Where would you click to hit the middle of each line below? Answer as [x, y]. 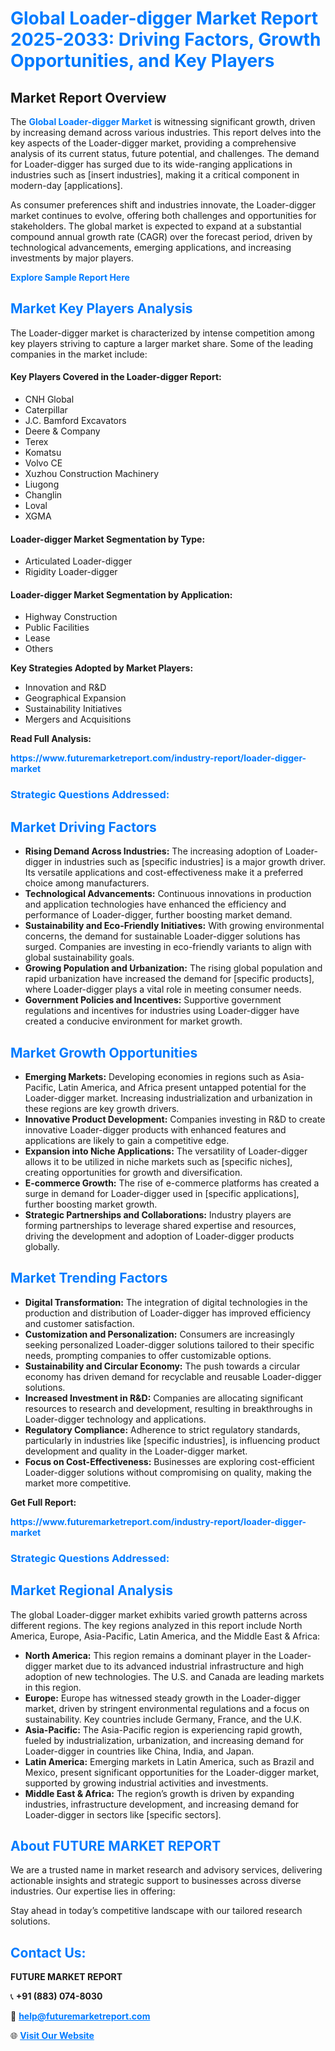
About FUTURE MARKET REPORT [116, 1845]
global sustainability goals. [79, 958]
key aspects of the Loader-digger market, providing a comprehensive [153, 143]
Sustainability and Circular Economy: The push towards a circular [162, 1366]
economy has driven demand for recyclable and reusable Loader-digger [173, 1376]
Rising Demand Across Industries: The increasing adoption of [153, 851]
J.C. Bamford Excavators [75, 421]
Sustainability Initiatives [73, 709]
